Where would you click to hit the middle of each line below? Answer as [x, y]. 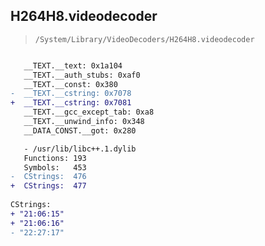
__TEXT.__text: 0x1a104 [73, 65]
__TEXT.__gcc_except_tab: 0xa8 [89, 112]
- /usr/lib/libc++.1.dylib [80, 149]
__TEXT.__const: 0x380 [70, 84]
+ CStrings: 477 [48, 186]
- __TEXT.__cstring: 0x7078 [71, 94]
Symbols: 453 [55, 167]
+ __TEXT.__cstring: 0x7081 [71, 103]
